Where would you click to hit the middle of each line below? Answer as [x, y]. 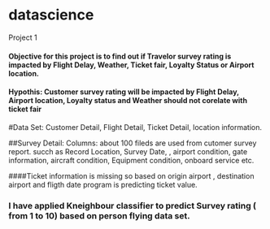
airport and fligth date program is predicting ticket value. [103, 184]
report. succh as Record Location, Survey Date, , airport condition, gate [128, 151]
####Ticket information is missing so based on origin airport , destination [131, 175]
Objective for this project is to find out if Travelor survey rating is [120, 56]
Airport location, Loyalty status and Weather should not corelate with [128, 101]
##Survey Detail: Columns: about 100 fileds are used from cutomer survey [133, 143]
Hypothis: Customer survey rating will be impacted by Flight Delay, [124, 92]
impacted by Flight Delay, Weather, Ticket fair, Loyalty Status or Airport [131, 65]
